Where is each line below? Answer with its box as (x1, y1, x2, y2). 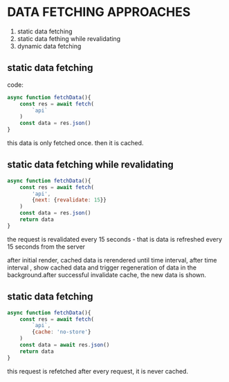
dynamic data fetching (17, 42, 82, 50)
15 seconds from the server (7, 242, 85, 251)
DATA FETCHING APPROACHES (7, 4, 191, 20)
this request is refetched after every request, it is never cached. (7, 367, 189, 375)
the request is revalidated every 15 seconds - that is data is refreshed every (7, 235, 223, 243)
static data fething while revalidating (17, 34, 121, 42)
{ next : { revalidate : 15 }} (32, 197, 107, 204)
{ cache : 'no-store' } (32, 329, 91, 335)
